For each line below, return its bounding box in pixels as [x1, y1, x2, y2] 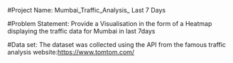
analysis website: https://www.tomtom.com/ [7, 48, 135, 56]
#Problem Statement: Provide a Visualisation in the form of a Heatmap [7, 20, 212, 27]
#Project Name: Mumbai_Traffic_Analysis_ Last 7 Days [7, 6, 166, 14]
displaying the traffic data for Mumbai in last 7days [7, 27, 156, 35]
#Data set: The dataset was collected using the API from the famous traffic [7, 41, 226, 48]
